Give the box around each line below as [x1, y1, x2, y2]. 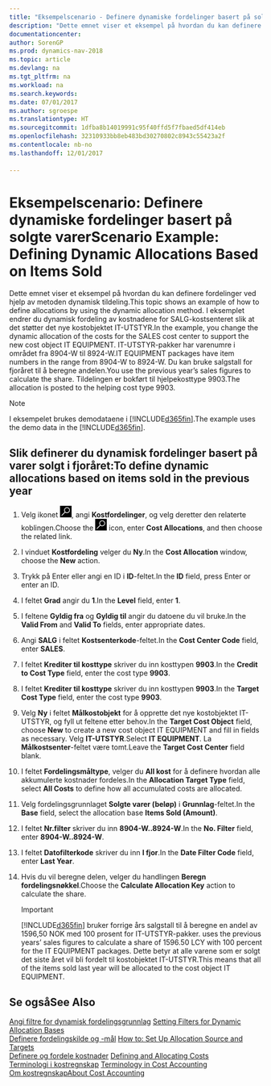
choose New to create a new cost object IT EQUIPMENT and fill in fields [20, 725, 260, 735]
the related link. [20, 532, 73, 541]
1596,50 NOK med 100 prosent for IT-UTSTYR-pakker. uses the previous [20, 929, 262, 939]
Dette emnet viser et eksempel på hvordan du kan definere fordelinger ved [9, 289, 257, 299]
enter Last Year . [20, 856, 75, 867]
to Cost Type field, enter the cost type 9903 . [20, 668, 171, 678]
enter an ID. [20, 580, 60, 590]
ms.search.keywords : [9, 90, 79, 98]
